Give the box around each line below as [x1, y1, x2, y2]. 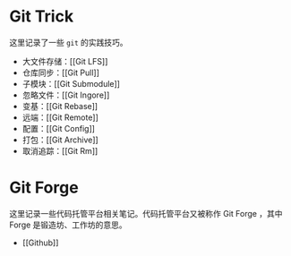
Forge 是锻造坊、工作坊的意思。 [9, 219, 127, 230]
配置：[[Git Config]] [21, 123, 96, 133]
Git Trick [9, 6, 74, 27]
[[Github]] [21, 237, 59, 248]
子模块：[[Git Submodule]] [21, 78, 121, 89]
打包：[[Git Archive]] [21, 134, 98, 145]
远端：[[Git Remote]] [21, 112, 98, 123]
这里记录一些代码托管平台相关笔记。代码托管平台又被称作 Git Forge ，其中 [9, 208, 284, 218]
